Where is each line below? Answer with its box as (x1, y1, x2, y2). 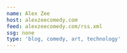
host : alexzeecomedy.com (6, 17, 78, 23)
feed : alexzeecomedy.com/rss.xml (6, 23, 103, 30)
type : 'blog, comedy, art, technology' (6, 36, 121, 43)
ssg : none (6, 29, 35, 36)
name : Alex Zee (6, 10, 50, 17)
